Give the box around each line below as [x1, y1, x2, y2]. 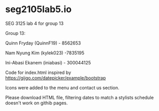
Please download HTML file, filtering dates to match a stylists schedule [5, 94, 154, 100]
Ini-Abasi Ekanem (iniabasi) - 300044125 [5, 59, 91, 65]
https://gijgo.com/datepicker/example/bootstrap [5, 75, 106, 81]
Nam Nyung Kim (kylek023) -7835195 [5, 50, 85, 56]
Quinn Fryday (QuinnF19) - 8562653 [5, 40, 81, 46]
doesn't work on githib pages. [5, 100, 68, 106]
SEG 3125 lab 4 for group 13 [5, 20, 64, 26]
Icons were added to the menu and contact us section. [5, 85, 119, 91]
